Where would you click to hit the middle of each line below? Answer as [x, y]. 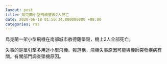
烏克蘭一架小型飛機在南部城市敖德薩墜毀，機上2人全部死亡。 [69, 39]
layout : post [19, 10]
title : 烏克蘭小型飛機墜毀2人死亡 [37, 15]
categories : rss [22, 24]
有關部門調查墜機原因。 [39, 56]
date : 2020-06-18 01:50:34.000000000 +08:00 [53, 19]
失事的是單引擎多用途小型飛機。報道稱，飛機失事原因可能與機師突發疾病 [81, 50]
